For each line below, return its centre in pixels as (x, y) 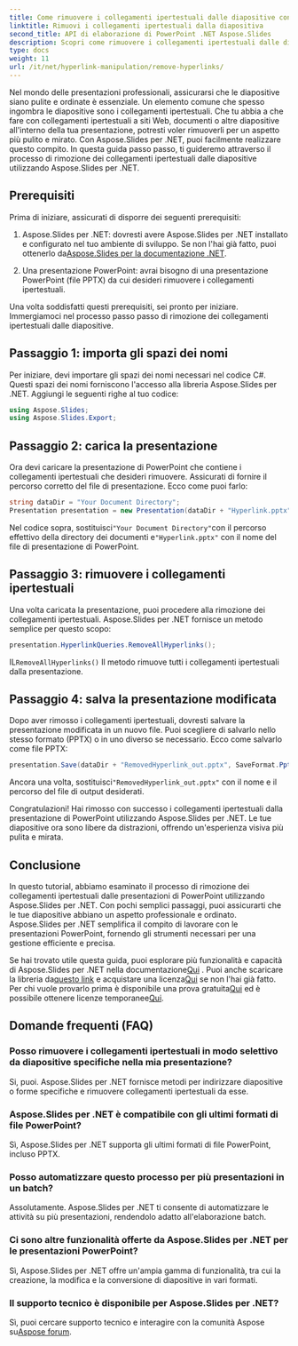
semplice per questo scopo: (60, 628)
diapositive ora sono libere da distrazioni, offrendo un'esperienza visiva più (146, 828)
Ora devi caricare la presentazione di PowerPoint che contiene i (125, 467)
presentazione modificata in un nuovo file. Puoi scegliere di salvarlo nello (143, 730)
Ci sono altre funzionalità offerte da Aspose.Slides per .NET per (149, 1240)
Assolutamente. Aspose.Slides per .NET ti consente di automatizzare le (139, 1207)
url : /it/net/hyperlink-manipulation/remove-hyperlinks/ (117, 68)
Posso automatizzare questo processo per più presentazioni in (147, 1176)
